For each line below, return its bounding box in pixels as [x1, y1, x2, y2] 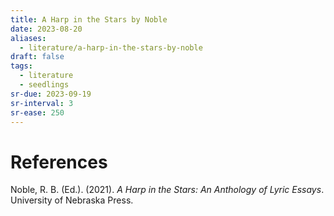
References [10, 151, 108, 173]
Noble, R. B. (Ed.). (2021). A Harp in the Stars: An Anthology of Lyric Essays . [10, 184, 325, 196]
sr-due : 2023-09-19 [10, 89, 92, 99]
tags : [10, 61, 33, 71]
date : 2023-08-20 [10, 24, 83, 34]
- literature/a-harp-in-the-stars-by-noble [19, 42, 203, 53]
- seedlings [19, 80, 70, 90]
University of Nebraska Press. [10, 194, 134, 206]
